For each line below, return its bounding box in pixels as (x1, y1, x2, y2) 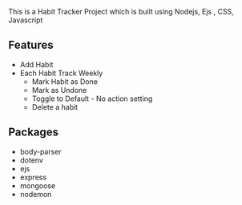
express (19, 172, 46, 182)
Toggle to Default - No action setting (31, 94, 153, 103)
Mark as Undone (31, 85, 87, 94)
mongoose (19, 180, 56, 191)
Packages (8, 126, 58, 139)
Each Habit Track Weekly (19, 68, 103, 78)
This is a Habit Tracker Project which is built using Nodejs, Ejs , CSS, (8, 7, 234, 16)
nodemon (19, 189, 52, 199)
